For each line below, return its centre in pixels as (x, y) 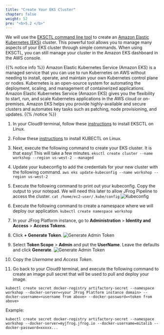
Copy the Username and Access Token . (53, 260)
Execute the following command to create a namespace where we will (83, 206)
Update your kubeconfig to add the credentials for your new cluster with (85, 167)
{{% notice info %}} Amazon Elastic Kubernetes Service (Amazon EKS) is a (81, 68)
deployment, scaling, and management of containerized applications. (75, 88)
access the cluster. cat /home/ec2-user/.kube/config (66, 196)
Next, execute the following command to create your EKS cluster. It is (82, 148)
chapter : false (21, 14)
